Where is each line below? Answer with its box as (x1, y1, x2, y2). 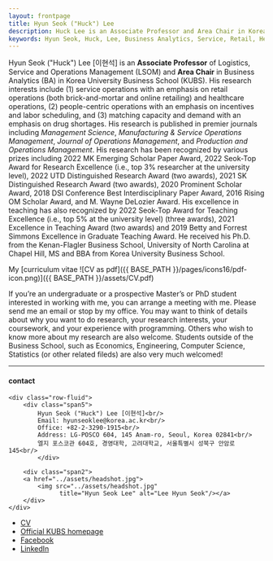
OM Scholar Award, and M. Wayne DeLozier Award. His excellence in (8, 197, 240, 207)
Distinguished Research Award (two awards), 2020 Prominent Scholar (8, 180, 242, 190)
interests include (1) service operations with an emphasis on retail (8, 85, 228, 94)
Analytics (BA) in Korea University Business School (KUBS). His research (8, 76, 252, 85)
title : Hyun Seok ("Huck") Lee (8, 20, 115, 28)
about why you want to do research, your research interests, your (8, 315, 227, 325)
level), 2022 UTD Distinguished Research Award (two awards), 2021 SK (8, 171, 248, 181)
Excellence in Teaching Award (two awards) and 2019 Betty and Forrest (8, 223, 248, 233)
